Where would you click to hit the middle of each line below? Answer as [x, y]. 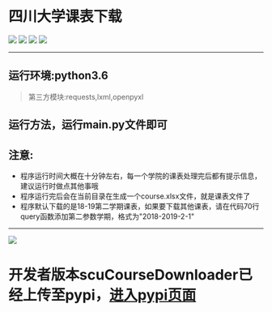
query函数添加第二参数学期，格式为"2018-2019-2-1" [107, 216]
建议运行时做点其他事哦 [59, 186]
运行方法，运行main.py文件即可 [88, 125]
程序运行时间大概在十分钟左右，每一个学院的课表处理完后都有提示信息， [140, 176]
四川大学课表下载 [66, 17]
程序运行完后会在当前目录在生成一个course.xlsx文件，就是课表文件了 [135, 196]
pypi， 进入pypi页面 [131, 295]
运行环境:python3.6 [58, 76]
